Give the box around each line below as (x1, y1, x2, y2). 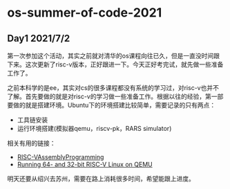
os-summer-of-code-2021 (7, 5, 162, 21)
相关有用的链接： (7, 139, 56, 147)
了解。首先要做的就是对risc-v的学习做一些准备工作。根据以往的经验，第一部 (7, 92, 224, 100)
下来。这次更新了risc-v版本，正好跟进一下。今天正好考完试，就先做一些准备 (7, 60, 224, 69)
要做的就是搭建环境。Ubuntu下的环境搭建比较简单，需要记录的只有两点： (7, 101, 216, 109)
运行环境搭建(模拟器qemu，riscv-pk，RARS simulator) (17, 125, 172, 132)
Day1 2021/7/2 (7, 33, 70, 44)
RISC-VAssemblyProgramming (17, 153, 104, 161)
